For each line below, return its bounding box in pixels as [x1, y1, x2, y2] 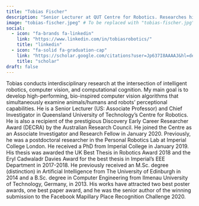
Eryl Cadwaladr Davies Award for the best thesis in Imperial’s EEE [6, 155, 165, 163]
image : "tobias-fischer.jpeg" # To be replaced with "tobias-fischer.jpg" [6, 20, 195, 25]
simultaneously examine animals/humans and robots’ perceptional [6, 99, 168, 106]
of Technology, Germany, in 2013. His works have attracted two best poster [6, 181, 190, 188]
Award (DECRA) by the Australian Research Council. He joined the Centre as [6, 124, 192, 131]
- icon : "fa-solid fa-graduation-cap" [11, 47, 108, 53]
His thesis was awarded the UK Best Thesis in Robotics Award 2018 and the [6, 149, 191, 156]
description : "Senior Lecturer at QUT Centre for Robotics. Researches [6, 14, 187, 20]
